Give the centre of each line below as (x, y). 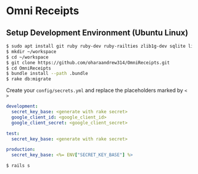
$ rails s (18, 166)
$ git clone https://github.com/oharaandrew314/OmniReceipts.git (88, 63)
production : (21, 150)
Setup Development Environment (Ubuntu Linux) (97, 33)
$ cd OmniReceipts (29, 68)
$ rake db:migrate (29, 79)
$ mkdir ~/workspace (32, 51)
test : (13, 133)
